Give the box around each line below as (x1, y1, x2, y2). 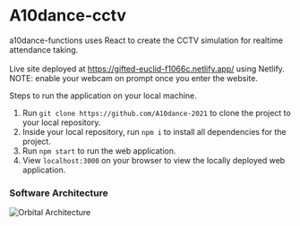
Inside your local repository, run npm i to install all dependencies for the (21, 126, 287, 137)
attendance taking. (9, 44, 79, 54)
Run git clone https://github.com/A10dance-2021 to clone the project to (21, 107, 291, 118)
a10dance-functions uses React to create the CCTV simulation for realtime (9, 35, 284, 46)
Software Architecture (9, 187, 109, 199)
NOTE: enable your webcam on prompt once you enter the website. (9, 72, 258, 83)
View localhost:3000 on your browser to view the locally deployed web (21, 155, 286, 165)
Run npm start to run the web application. (21, 145, 176, 156)
